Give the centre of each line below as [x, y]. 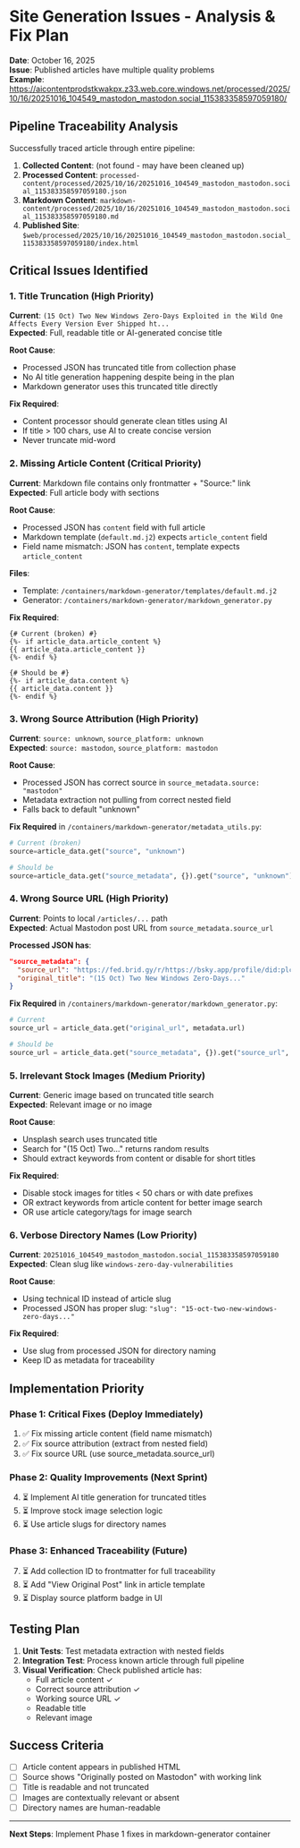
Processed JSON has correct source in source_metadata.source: [141, 783]
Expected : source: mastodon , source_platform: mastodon [114, 748]
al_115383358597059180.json [74, 191]
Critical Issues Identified [79, 271]
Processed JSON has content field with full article [113, 527]
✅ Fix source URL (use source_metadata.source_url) [119, 1454]
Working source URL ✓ [78, 1699]
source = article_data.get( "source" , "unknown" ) [97, 851]
